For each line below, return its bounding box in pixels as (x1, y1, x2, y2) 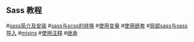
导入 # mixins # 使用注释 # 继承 (6, 29, 78, 36)
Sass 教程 (6, 5, 43, 16)
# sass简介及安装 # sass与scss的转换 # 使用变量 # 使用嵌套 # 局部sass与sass (6, 22, 188, 29)
